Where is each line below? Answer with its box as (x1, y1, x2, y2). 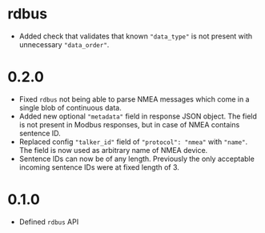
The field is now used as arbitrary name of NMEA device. (18, 145, 208, 155)
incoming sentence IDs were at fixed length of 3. (18, 162, 179, 172)
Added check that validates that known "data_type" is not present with (18, 31, 253, 41)
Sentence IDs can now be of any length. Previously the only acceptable (18, 154, 255, 163)
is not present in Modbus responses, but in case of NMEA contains (18, 119, 240, 129)
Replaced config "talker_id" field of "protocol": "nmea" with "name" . (18, 137, 248, 147)
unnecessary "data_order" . (18, 39, 110, 49)
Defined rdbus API (18, 217, 79, 227)
